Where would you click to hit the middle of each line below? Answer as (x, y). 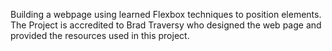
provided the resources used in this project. (100, 35)
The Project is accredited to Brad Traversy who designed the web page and (166, 25)
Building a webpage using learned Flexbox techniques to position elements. (166, 14)
